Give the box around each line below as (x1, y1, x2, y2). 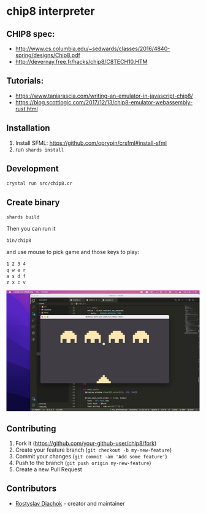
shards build (6, 214, 40, 220)
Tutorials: (6, 75, 44, 87)
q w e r (6, 267, 26, 274)
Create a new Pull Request (15, 466, 83, 473)
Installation (6, 123, 50, 133)
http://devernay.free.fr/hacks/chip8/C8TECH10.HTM (15, 58, 148, 65)
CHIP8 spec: (6, 29, 55, 39)
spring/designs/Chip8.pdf (15, 52, 81, 59)
